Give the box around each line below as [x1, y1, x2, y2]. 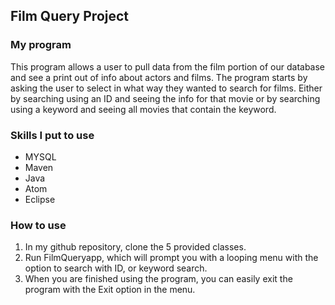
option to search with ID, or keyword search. [24, 262, 208, 274]
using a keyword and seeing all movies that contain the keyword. [10, 103, 277, 115]
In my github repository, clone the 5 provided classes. [24, 241, 247, 253]
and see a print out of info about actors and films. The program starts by [10, 71, 308, 83]
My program [10, 38, 72, 52]
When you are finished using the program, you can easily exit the [24, 273, 293, 285]
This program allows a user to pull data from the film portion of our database [10, 60, 326, 73]
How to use [10, 218, 67, 232]
